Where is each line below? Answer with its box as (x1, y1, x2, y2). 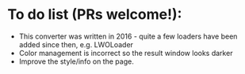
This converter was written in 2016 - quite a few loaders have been (18, 31, 238, 41)
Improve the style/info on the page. (18, 57, 134, 66)
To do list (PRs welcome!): (7, 6, 182, 24)
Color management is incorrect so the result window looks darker (18, 48, 233, 57)
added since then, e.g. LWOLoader (18, 39, 134, 49)
